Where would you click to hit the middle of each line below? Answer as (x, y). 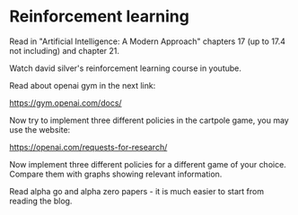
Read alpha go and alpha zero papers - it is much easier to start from (137, 191)
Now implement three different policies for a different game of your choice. (148, 164)
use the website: (40, 129)
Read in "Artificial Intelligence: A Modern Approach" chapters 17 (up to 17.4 (147, 41)
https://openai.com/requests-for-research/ (88, 147)
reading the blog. (41, 201)
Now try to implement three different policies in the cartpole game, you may (149, 120)
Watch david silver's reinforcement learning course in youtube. (126, 68)
